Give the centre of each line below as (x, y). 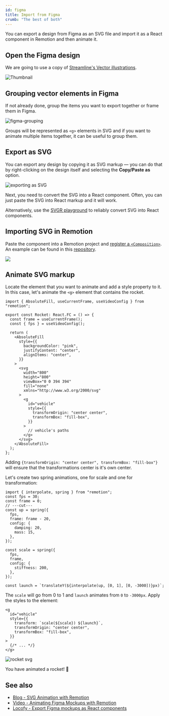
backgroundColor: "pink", (51, 346)
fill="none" (36, 386)
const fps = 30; (22, 497)
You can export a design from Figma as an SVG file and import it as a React (84, 34)
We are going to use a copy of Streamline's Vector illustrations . (71, 68)
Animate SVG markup (40, 275)
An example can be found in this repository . (51, 249)
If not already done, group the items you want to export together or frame (82, 106)
